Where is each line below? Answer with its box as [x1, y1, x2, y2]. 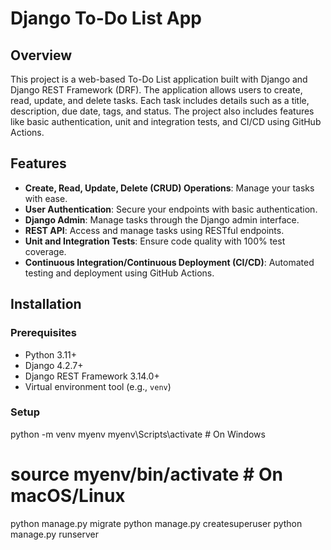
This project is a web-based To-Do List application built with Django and [10, 73, 308, 85]
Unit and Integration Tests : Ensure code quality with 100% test [24, 235, 286, 247]
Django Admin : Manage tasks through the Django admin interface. [24, 213, 300, 226]
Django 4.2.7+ [24, 359, 84, 371]
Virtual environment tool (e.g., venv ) [24, 380, 172, 392]
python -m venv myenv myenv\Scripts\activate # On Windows [10, 428, 266, 440]
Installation [10, 296, 82, 313]
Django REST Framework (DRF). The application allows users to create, [10, 84, 303, 96]
